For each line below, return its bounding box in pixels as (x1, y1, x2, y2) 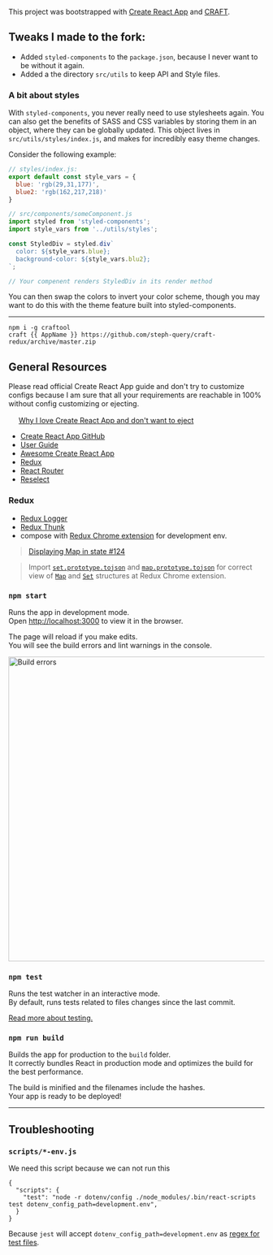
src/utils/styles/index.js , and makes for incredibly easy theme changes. (8, 134, 260, 144)
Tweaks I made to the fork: (8, 30, 146, 44)
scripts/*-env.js (8, 1147, 77, 1156)
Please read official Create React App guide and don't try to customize (8, 382, 245, 392)
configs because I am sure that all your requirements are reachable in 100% (8, 390, 262, 400)
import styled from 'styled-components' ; (8, 218, 151, 226)
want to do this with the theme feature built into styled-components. (8, 301, 237, 310)
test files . (8, 1238, 40, 1248)
